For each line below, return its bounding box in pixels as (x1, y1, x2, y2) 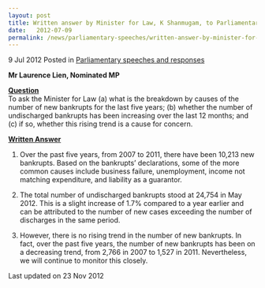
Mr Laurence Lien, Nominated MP (8, 70, 120, 80)
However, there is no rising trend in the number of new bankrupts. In (19, 230, 242, 241)
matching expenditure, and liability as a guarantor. (19, 175, 183, 185)
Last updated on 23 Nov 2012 (8, 271, 104, 281)
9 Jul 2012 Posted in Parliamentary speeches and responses (8, 55, 205, 65)
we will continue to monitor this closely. (19, 256, 148, 265)
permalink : (8, 33, 44, 42)
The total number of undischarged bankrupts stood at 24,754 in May (19, 190, 242, 200)
